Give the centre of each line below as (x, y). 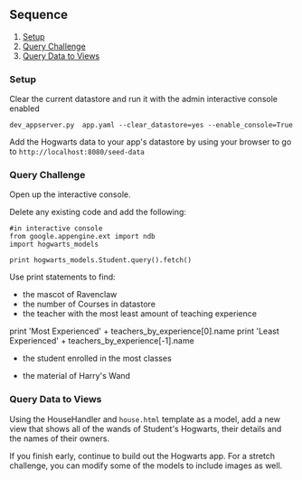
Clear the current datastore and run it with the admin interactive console (144, 99)
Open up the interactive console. (70, 194)
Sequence (39, 15)
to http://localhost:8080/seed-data (77, 152)
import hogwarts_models (54, 245)
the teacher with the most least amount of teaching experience (140, 314)
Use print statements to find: (62, 277)
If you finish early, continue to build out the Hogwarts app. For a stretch (142, 456)
